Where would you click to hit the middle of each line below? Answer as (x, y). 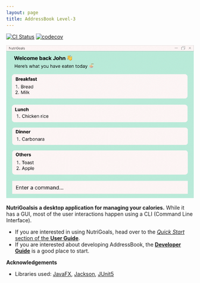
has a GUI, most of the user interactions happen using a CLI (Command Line (100, 214)
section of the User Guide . (47, 238)
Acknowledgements (32, 263)
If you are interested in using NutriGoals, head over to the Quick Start (100, 232)
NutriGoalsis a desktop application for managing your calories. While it (95, 208)
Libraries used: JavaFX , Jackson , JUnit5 (64, 274)
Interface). (19, 220)
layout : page (22, 13)
